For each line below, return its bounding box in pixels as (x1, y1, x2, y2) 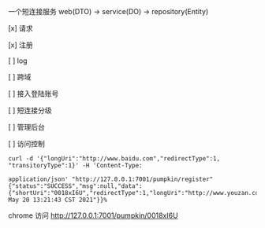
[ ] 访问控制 (8, 139, 46, 148)
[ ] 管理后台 (8, 123, 46, 131)
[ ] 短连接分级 (8, 105, 53, 115)
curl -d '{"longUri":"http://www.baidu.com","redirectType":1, (8, 155, 221, 163)
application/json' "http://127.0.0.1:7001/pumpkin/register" (8, 175, 214, 183)
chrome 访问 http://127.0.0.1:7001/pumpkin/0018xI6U (8, 211, 179, 220)
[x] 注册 (8, 40, 33, 50)
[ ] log (8, 56, 28, 65)
